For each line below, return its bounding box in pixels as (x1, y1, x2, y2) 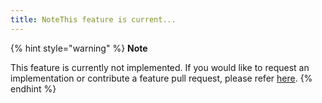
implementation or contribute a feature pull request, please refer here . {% (10, 72, 313, 84)
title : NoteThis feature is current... (10, 14, 177, 25)
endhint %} (10, 82, 57, 95)
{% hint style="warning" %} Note (10, 42, 148, 54)
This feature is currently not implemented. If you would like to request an (10, 61, 310, 73)
